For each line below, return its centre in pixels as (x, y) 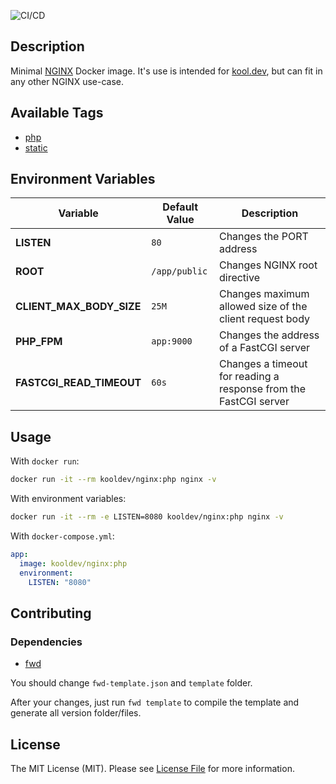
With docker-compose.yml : (62, 536)
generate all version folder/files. (76, 713)
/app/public (179, 271)
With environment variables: (68, 499)
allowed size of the (263, 307)
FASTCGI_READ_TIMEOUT (78, 383)
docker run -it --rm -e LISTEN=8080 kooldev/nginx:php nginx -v (147, 517)
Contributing (51, 613)
